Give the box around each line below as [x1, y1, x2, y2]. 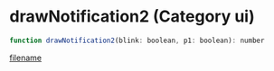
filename [9, 52, 43, 63]
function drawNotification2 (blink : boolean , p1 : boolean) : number [9, 36, 265, 45]
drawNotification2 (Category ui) [9, 6, 255, 27]
